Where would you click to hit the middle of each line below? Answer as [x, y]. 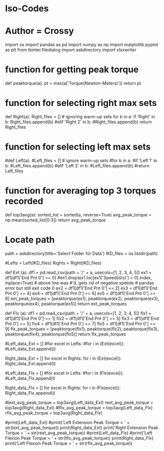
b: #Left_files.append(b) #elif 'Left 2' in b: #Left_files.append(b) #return [77, 165]
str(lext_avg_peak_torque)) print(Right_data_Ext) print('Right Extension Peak [82, 427]
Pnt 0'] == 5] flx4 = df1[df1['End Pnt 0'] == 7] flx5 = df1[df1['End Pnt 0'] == [80, 323]
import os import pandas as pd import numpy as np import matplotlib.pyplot [82, 45]
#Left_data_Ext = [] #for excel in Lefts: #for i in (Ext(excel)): [65, 344]
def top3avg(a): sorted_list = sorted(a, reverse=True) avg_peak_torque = [78, 214]
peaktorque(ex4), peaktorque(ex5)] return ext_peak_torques [66, 304]
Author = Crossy [40, 31]
